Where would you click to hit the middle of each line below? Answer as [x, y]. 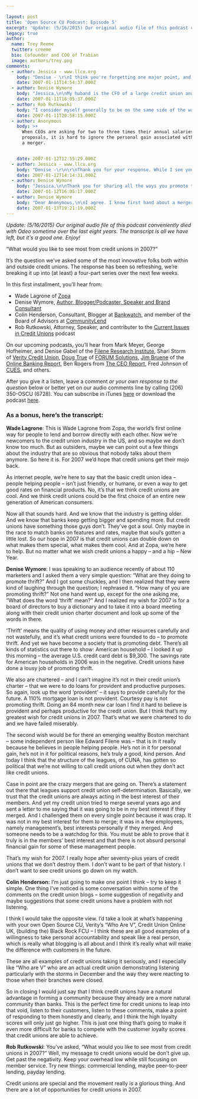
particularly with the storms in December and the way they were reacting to [98, 973]
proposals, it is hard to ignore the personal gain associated [101, 137]
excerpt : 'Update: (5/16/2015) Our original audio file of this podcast [97, 28]
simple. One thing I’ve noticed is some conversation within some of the [92, 888]
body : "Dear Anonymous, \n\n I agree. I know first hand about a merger [105, 202]
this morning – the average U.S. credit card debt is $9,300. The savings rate [98, 655]
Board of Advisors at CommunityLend [60, 321]
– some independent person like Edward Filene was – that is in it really [91, 741]
